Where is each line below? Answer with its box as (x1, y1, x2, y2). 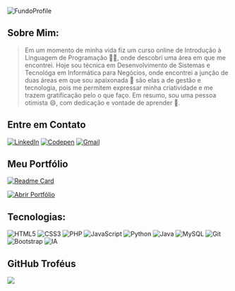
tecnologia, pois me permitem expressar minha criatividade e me (24, 83, 214, 92)
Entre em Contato (7, 119, 86, 131)
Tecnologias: (7, 210, 66, 222)
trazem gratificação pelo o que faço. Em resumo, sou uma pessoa (24, 90, 217, 99)
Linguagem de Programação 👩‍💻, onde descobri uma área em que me (24, 53, 226, 61)
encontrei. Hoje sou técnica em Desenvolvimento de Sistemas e (24, 61, 210, 69)
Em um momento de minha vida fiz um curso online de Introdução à (24, 46, 222, 54)
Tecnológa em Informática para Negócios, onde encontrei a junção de (24, 68, 229, 77)
